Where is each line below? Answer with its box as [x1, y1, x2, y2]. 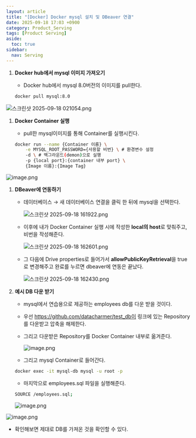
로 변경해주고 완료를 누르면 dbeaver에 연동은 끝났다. [23, 262, 144, 270]
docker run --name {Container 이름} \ [14, 141, 107, 147]
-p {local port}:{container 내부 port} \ [25, 158, 126, 164]
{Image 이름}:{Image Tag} [25, 163, 86, 169]
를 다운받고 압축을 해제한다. [23, 320, 86, 327]
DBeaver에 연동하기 [14, 186, 62, 193]
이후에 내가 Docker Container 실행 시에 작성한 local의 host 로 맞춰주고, [23, 223, 188, 230]
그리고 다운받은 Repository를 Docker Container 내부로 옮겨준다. [23, 332, 172, 339]
